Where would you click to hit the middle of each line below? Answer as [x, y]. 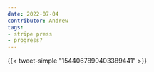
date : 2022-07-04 [33, 14]
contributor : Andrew [38, 21]
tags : [15, 27]
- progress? [25, 41]
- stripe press [30, 34]
